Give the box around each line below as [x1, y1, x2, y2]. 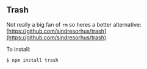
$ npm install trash [6, 57, 59, 63]
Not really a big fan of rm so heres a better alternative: [6, 21, 142, 28]
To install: [6, 45, 30, 53]
